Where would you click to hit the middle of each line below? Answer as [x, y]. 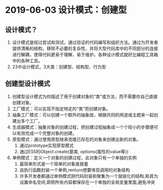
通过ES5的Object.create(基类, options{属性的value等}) [74, 151]
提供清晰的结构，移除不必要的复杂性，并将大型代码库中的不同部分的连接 [85, 48]
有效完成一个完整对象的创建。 [47, 133]
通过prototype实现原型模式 [47, 145]
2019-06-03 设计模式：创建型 [66, 10]
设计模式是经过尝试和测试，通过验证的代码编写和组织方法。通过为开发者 [85, 42]
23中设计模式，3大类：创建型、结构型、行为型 [59, 67]
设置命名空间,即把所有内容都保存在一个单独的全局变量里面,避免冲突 [87, 182]
